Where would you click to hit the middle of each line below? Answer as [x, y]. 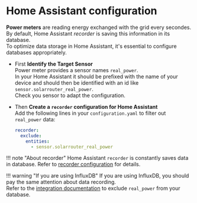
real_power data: [35, 119]
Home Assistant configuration [82, 11]
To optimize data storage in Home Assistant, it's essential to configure [91, 46]
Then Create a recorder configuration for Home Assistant [86, 107]
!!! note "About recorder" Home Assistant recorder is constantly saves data [97, 158]
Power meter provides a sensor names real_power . [76, 70]
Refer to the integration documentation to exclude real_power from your [93, 188]
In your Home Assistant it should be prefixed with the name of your [96, 76]
